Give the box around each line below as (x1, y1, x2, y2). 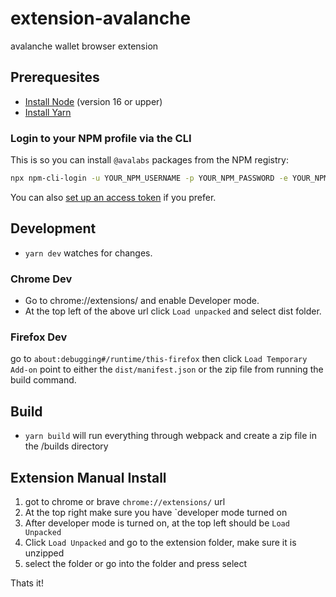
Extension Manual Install (10, 469, 167, 486)
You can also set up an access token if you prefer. (10, 191, 217, 203)
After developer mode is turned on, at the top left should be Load (24, 517, 290, 529)
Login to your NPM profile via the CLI (10, 131, 192, 145)
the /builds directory (24, 440, 109, 452)
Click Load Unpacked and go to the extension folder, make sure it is (24, 536, 297, 548)
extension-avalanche (10, 7, 192, 30)
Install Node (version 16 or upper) (24, 95, 163, 107)
